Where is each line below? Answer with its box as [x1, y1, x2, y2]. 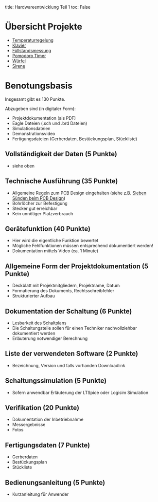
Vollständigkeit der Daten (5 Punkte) [5, 150, 118, 158]
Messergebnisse [12, 422, 46, 428]
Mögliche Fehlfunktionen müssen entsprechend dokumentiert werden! [12, 243, 153, 249]
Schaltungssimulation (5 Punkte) [5, 377, 107, 385]
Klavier [12, 42, 26, 48]
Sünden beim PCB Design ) [12, 195, 66, 201]
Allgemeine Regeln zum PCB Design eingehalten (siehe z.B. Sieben [12, 190, 147, 196]
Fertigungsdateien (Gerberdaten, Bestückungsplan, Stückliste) [12, 136, 138, 142]
